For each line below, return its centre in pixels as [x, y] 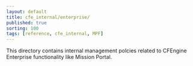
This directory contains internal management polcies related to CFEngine [97, 51]
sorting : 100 [23, 28]
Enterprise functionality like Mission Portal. [59, 57]
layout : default [26, 12]
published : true [26, 23]
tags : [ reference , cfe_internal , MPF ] [55, 34]
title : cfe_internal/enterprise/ [48, 17]
